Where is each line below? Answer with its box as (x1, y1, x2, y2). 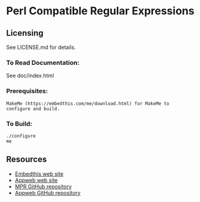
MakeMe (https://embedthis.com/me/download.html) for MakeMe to (6, 100, 170, 107)
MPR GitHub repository (14, 183, 72, 190)
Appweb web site (14, 176, 58, 184)
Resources (6, 154, 47, 164)
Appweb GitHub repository (14, 189, 81, 196)
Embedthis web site (14, 170, 64, 177)
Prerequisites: (6, 87, 48, 95)
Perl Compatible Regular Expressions (6, 4, 195, 18)
